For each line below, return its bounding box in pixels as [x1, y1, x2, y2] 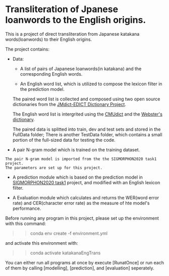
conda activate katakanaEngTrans [30, 250, 101, 256]
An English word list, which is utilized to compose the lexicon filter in [20, 81, 162, 87]
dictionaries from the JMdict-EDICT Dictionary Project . [12, 101, 126, 107]
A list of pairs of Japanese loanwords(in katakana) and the [20, 66, 142, 72]
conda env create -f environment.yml [30, 230, 107, 236]
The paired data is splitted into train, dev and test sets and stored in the [12, 126, 161, 132]
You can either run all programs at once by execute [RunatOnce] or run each [5, 259, 164, 265]
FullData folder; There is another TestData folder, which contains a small [12, 131, 162, 137]
